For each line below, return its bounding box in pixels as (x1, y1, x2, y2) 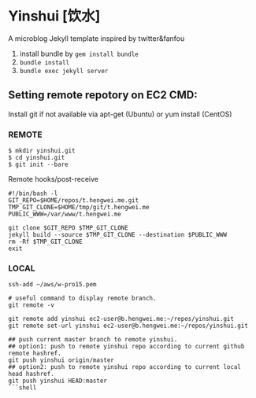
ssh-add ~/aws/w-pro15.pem (8, 281, 97, 289)
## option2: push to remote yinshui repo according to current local (8, 363, 242, 371)
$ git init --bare (8, 160, 69, 169)
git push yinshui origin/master (8, 356, 114, 364)
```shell (8, 384, 37, 392)
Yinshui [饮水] (8, 7, 101, 25)
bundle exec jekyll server (19, 67, 109, 75)
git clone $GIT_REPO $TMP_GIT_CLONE (8, 224, 128, 232)
